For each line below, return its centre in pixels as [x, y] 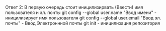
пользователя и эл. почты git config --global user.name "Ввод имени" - [81, 12]
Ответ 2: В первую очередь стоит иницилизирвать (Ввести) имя [74, 7]
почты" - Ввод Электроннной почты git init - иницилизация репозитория [83, 23]
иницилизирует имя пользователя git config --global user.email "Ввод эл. [83, 18]
